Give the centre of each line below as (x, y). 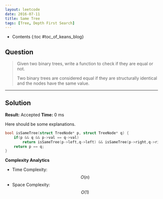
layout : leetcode (23, 9)
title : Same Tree (23, 18)
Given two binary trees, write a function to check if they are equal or (85, 64)
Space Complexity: (31, 185)
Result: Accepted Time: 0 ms (35, 115)
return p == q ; (29, 146)
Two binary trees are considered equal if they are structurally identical (87, 78)
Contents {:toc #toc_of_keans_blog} (48, 37)
